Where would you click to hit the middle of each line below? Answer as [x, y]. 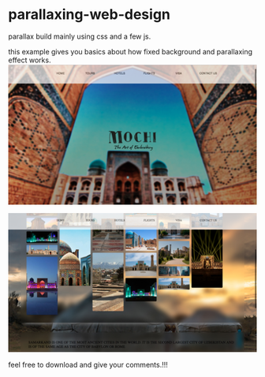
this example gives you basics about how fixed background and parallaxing [131, 51]
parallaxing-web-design [90, 15]
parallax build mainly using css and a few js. [80, 36]
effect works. [30, 60]
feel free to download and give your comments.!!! [88, 364]
